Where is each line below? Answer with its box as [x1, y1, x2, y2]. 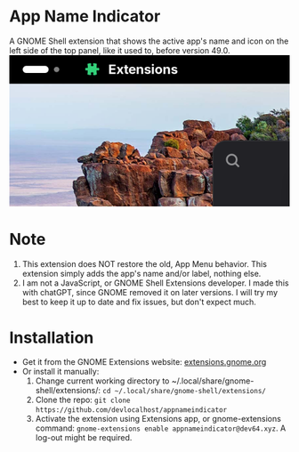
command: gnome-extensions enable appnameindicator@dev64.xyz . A [35, 423, 287, 433]
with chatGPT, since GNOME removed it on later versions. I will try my [21, 287, 279, 297]
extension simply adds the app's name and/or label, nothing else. [21, 268, 262, 278]
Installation [9, 327, 94, 348]
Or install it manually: [21, 367, 100, 377]
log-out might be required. [35, 432, 133, 443]
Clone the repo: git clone [35, 394, 131, 406]
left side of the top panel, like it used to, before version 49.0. [9, 44, 230, 55]
